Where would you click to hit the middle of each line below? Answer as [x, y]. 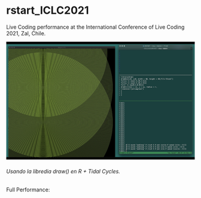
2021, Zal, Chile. [26, 33]
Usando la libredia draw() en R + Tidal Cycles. [63, 171]
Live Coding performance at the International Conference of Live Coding [95, 27]
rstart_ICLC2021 [48, 10]
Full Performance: [28, 190]
